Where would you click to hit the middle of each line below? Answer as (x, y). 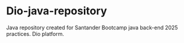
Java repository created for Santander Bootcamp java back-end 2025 (92, 27)
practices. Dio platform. (35, 33)
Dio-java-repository (57, 11)
